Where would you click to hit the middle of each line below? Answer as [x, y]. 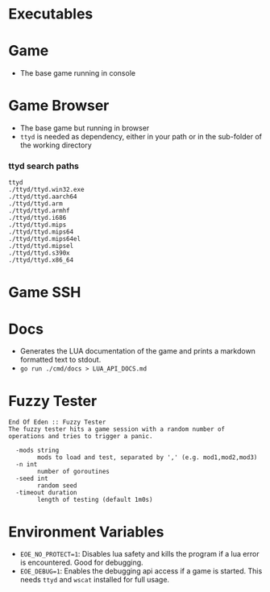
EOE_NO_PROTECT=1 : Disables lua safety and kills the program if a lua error [139, 554]
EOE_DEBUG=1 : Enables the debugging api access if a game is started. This [141, 571]
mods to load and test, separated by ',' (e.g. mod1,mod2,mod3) [147, 457]
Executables [51, 14]
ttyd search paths [44, 166]
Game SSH [45, 292]
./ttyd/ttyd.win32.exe [46, 190]
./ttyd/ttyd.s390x [39, 253]
